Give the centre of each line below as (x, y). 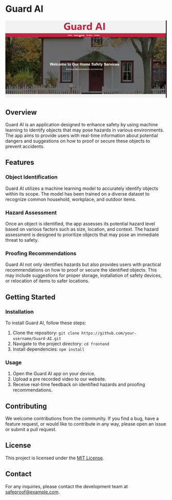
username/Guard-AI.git (37, 339)
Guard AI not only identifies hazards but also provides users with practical (83, 264)
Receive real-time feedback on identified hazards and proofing (79, 384)
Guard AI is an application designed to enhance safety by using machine (82, 124)
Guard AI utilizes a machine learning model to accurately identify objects (82, 188)
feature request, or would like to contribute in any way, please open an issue (86, 424)
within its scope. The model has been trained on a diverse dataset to (78, 194)
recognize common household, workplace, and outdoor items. (71, 199)
